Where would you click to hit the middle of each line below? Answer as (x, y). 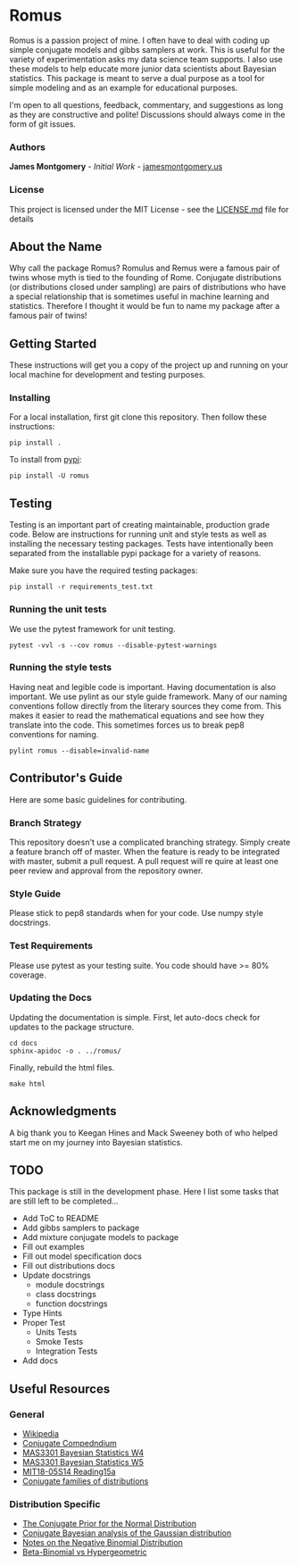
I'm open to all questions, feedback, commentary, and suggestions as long (146, 104)
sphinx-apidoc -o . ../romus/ (66, 1051)
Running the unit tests (58, 610)
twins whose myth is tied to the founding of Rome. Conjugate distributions (145, 278)
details (21, 219)
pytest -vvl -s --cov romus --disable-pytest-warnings (113, 645)
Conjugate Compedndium (70, 1444)
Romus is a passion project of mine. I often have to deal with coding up (140, 40)
